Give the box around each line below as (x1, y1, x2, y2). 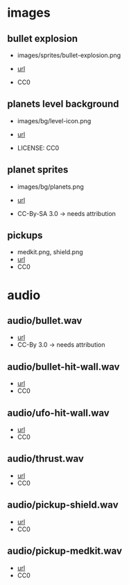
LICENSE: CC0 (17, 143, 60, 152)
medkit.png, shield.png (17, 248, 83, 256)
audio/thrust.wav (7, 453, 85, 465)
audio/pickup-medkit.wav (7, 545, 123, 557)
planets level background (7, 98, 119, 110)
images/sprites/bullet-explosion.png (17, 51, 121, 59)
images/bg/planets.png (17, 182, 85, 191)
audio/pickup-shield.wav (7, 499, 119, 511)
